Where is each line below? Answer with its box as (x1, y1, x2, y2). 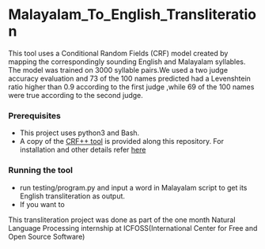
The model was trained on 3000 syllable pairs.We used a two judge (8, 65, 228, 74)
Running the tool (8, 164, 74, 175)
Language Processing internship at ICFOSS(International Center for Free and (8, 223, 258, 232)
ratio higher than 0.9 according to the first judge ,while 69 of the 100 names (8, 81, 255, 92)
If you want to (19, 199, 65, 209)
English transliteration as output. (19, 191, 125, 201)
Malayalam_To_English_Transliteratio (8, 6, 257, 24)
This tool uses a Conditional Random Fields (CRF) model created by (8, 48, 229, 58)
